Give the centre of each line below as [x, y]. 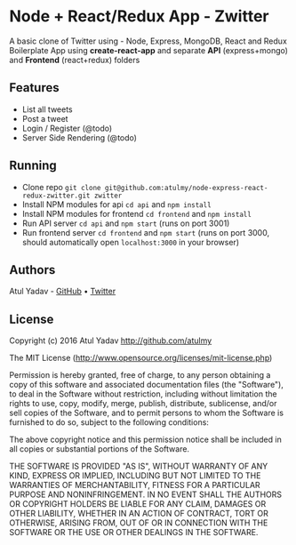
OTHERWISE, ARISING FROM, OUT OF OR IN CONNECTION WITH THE [139, 523]
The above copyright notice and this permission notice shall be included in [145, 440]
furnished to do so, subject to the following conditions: [109, 422]
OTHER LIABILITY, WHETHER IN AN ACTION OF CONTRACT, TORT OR [139, 514]
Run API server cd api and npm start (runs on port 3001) [126, 223]
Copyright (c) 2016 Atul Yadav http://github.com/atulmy [111, 341]
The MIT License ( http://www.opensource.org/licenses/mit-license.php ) [141, 358]
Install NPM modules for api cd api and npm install [116, 204]
